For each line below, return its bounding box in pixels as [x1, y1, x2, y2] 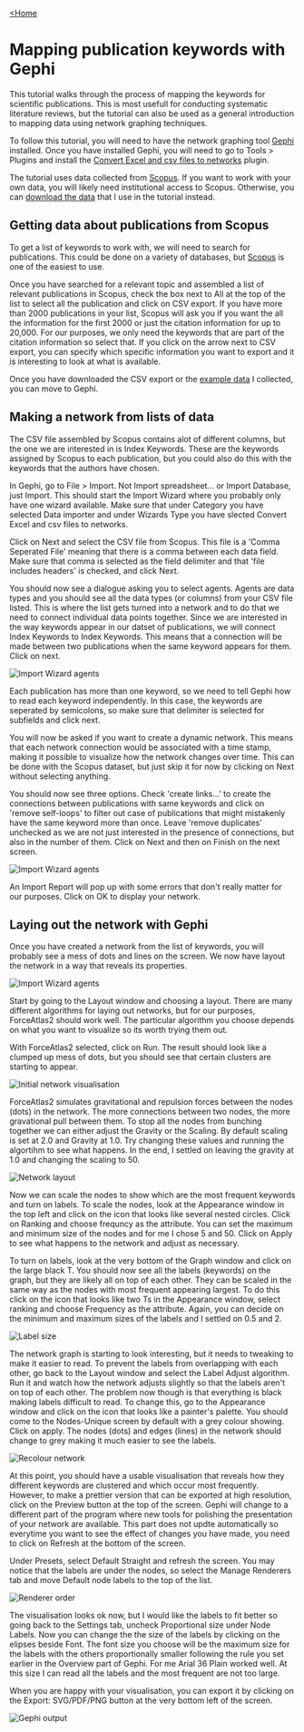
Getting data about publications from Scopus [9, 218, 270, 233]
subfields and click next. [9, 714, 101, 725]
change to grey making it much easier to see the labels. [9, 1435, 217, 1446]
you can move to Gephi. [9, 383, 99, 394]
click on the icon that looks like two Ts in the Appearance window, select [9, 1294, 281, 1305]
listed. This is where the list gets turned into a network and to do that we [9, 602, 279, 613]
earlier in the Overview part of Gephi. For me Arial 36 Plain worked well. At [9, 1658, 288, 1669]
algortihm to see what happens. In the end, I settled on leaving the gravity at [9, 1145, 294, 1156]
